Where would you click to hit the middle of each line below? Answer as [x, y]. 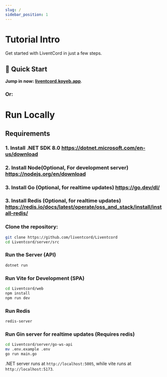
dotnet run [17, 265]
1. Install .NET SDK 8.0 [33, 148]
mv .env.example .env [28, 349]
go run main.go [21, 354]
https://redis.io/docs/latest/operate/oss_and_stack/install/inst [83, 207]
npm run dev [18, 298]
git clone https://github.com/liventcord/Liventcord [61, 237]
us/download [22, 154]
